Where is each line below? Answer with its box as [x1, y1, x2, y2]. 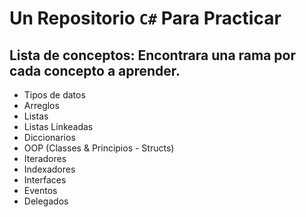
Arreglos [23, 100, 60, 111]
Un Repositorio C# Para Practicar [9, 7, 282, 30]
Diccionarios [23, 132, 76, 143]
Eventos [23, 185, 58, 196]
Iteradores [23, 153, 67, 164]
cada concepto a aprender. [9, 62, 181, 79]
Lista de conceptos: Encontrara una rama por [9, 47, 297, 64]
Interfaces [23, 174, 67, 186]
